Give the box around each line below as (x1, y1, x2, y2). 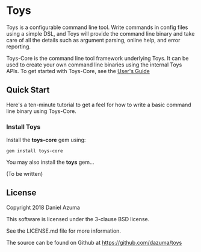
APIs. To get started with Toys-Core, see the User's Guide (6, 67, 150, 74)
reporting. (6, 43, 31, 50)
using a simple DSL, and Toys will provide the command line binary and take (6, 30, 195, 37)
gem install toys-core (6, 148, 63, 154)
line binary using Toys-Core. (6, 107, 77, 115)
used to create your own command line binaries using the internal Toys (6, 61, 182, 68)
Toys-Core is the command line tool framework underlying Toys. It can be (6, 54, 189, 62)
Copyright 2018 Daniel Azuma (6, 204, 80, 211)
